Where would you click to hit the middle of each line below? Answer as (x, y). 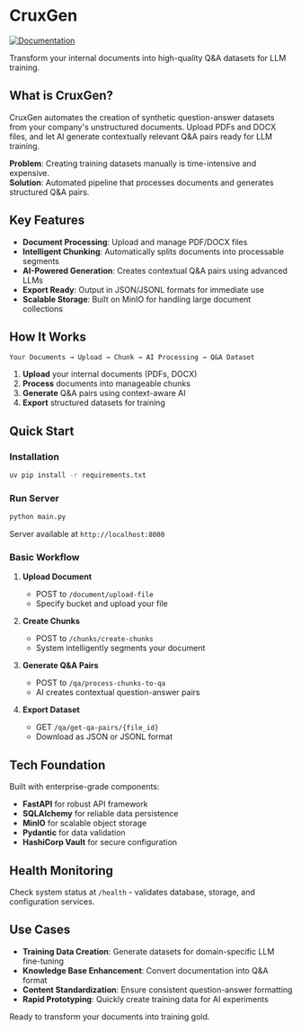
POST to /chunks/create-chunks (95, 639)
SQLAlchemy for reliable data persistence (100, 814)
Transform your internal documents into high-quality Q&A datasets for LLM (148, 57)
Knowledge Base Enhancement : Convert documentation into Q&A (145, 970)
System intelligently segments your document (120, 648)
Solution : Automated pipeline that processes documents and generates (142, 182)
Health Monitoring (62, 871)
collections (43, 308)
